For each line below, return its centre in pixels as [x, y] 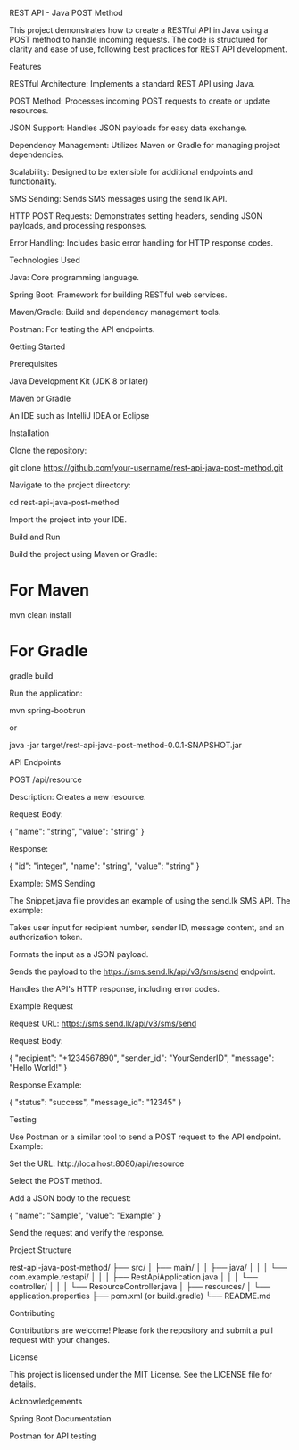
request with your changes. [59, 1339]
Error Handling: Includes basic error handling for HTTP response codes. [141, 243]
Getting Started [37, 346]
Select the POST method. [56, 1180]
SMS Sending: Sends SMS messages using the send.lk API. [118, 199]
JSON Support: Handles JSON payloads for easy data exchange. [129, 128]
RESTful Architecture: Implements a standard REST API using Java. [133, 83]
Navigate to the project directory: [70, 485]
